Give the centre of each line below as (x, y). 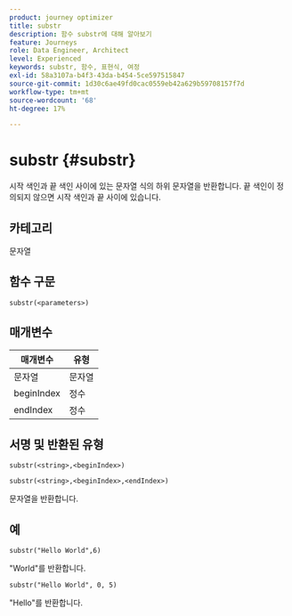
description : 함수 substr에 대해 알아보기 (81, 34)
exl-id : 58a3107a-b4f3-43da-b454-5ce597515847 (97, 76)
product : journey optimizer (61, 17)
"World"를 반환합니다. (48, 568)
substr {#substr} (73, 160)
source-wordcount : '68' (53, 100)
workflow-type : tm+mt (49, 92)
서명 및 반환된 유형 (57, 445)
